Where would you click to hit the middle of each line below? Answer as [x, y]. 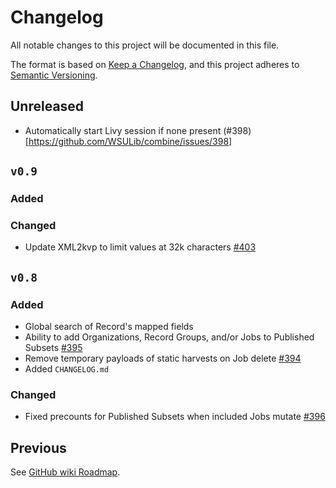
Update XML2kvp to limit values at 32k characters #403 [140, 247]
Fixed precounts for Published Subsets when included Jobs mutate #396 [175, 417]
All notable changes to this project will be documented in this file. [145, 45]
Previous [38, 447]
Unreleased [47, 106]
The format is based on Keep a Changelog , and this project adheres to [155, 64]
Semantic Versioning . [54, 75]
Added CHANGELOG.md [67, 369]
